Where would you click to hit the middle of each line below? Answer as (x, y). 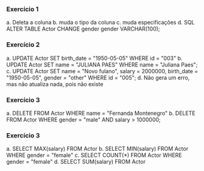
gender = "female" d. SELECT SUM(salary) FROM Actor (76, 162)
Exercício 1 (23, 9)
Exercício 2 (23, 45)
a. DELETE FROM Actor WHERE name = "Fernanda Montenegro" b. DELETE (101, 113)
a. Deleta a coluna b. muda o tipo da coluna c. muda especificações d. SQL (100, 23)
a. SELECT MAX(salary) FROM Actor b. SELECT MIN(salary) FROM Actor (97, 149)
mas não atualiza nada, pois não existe (55, 84)
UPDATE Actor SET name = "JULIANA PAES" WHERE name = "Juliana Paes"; (102, 64)
